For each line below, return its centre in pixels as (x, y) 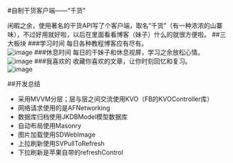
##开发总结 (24, 84)
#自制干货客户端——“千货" (47, 10)
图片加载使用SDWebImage (57, 135)
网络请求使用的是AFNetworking (64, 108)
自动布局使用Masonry (50, 126)
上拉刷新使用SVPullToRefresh (61, 143)
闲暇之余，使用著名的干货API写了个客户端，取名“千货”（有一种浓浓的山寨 (115, 26)
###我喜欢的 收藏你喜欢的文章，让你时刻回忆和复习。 (113, 61)
